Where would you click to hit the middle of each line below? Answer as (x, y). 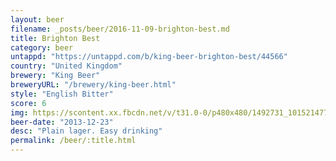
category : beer (42, 47)
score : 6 (28, 103)
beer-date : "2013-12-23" (62, 122)
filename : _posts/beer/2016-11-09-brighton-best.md (120, 29)
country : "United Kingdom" (66, 66)
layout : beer (37, 19)
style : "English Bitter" (62, 94)
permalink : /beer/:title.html (73, 141)
